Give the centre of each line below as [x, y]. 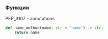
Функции [17, 8]
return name [27, 33]
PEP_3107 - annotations [30, 19]
